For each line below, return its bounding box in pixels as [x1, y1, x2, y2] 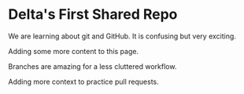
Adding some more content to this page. [8, 46, 139, 56]
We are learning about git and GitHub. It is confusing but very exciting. [8, 31, 236, 41]
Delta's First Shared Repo [8, 5, 178, 23]
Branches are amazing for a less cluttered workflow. [8, 61, 177, 71]
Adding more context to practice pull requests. [8, 77, 159, 86]
